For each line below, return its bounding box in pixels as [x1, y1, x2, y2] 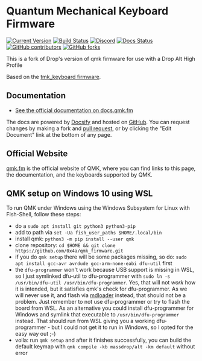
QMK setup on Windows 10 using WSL [6, 188, 153, 198]
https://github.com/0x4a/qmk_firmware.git [14, 248, 124, 254]
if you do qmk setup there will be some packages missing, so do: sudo [14, 253, 187, 260]
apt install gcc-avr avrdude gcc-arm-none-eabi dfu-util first [14, 260, 173, 267]
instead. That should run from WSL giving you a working [14, 318, 156, 325]
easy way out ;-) [14, 330, 56, 337]
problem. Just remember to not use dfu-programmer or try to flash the [14, 298, 190, 306]
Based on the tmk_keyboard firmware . [6, 73, 101, 80]
